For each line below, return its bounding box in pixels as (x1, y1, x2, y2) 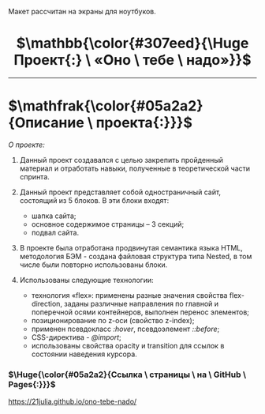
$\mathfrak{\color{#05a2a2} (8, 97, 203, 115)
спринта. (19, 171, 50, 181)
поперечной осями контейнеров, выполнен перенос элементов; (31, 307, 250, 317)
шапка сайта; (31, 211, 77, 220)
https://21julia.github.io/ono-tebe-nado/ (8, 397, 137, 406)
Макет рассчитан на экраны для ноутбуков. (8, 7, 156, 16)
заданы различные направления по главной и (64, 299, 219, 308)
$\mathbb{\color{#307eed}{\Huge (16, 35, 249, 52)
